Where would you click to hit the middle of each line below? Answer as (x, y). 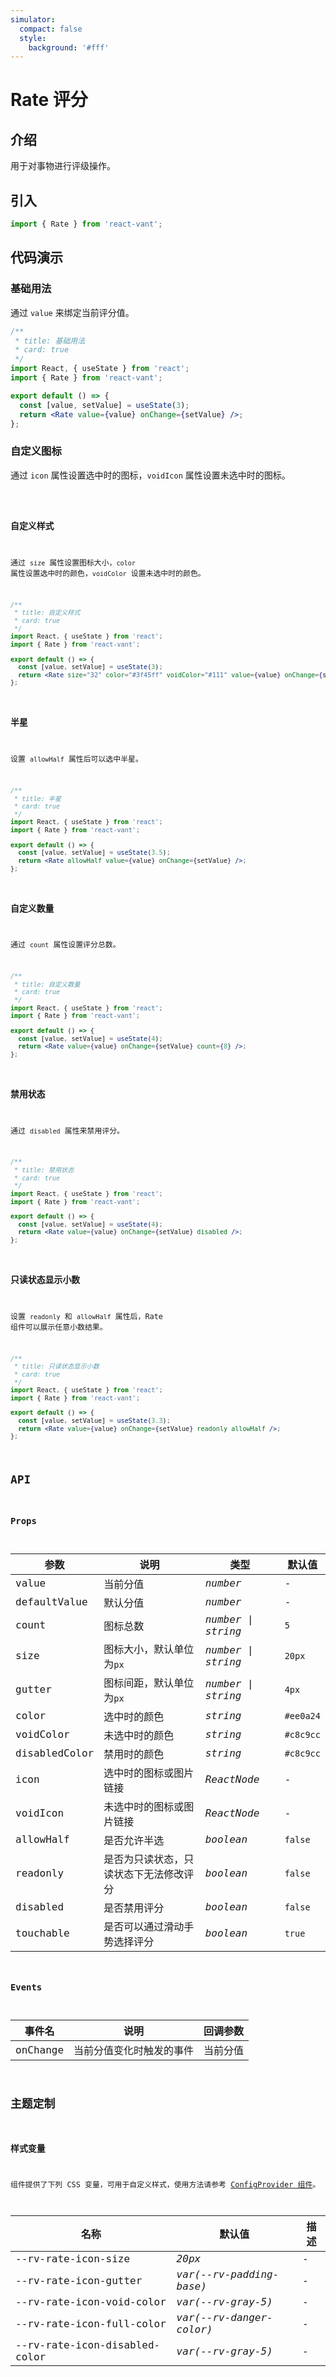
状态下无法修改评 (154, 1874)
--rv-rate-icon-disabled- (88, 2345)
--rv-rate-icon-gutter (79, 2280)
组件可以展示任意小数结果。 (59, 1327)
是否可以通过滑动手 (149, 1926)
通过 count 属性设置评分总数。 (65, 945)
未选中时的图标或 (144, 1806)
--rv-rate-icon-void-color (91, 2302)
